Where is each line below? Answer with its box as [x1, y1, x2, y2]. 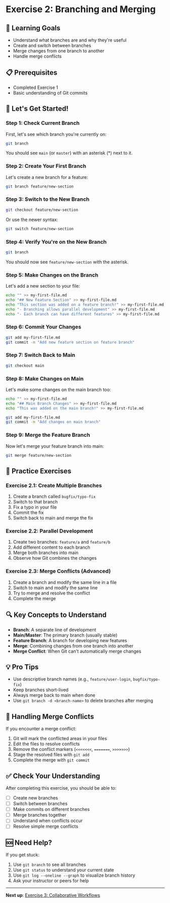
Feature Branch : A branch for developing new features [13, 637, 128, 643]
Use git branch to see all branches [13, 862, 86, 868]
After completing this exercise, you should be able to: [6, 785, 117, 791]
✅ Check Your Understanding [6, 772, 100, 780]
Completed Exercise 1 [13, 84, 59, 91]
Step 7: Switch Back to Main [6, 351, 75, 358]
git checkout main [6, 363, 44, 368]
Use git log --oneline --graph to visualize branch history [13, 872, 136, 878]
